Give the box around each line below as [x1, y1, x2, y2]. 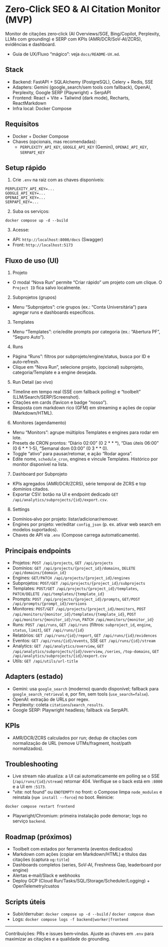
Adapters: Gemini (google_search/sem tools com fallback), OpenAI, [12, 84, 151, 90]
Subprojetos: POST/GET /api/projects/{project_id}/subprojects [12, 580, 145, 586]
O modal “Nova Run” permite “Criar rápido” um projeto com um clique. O [12, 279, 162, 286]
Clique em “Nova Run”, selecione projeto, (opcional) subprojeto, [12, 364, 144, 370]
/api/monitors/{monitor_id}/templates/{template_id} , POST [12, 611, 136, 617]
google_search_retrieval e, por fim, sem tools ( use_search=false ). [12, 691, 149, 697]
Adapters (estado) [5, 672, 63, 681]
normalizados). [12, 745, 43, 751]
